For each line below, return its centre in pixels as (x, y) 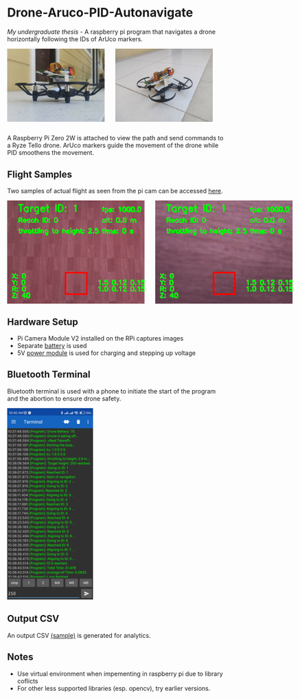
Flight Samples (40, 174)
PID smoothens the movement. (51, 153)
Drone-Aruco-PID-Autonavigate (100, 13)
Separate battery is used (52, 346)
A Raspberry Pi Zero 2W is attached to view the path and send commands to (115, 138)
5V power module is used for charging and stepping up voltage (106, 353)
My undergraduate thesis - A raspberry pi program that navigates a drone (112, 32)
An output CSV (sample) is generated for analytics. (79, 635)
